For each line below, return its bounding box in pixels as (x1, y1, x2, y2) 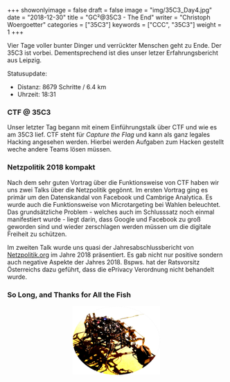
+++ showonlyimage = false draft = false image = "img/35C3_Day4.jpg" (7, 6, 213, 14)
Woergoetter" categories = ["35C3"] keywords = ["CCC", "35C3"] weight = (7, 21, 222, 28)
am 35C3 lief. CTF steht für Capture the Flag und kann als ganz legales (7, 131, 211, 139)
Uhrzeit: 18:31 (17, 90, 57, 98)
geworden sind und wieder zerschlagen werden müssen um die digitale (7, 222, 211, 230)
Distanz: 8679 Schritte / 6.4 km (17, 83, 107, 91)
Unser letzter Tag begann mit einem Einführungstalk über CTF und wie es (7, 123, 217, 131)
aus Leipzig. (7, 56, 42, 64)
